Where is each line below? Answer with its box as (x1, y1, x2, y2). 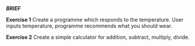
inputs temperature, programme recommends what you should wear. (6, 23, 173, 29)
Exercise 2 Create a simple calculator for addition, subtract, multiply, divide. (6, 34, 190, 40)
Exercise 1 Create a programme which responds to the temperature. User (6, 16, 184, 23)
